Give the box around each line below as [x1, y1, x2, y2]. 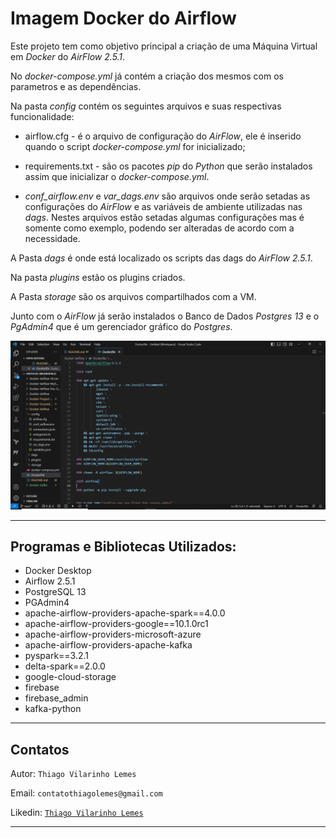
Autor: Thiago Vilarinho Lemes [10, 768, 137, 780]
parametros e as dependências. [10, 80, 142, 92]
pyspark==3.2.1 [24, 650, 90, 662]
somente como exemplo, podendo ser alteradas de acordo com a [24, 222, 295, 234]
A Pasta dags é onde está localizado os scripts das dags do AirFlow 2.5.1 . [10, 252, 313, 264]
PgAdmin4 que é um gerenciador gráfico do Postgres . [10, 320, 233, 332]
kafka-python [24, 703, 82, 715]
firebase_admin [24, 692, 89, 704]
